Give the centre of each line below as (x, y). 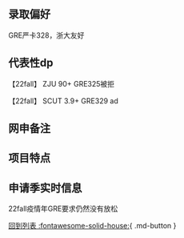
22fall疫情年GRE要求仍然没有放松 (63, 209)
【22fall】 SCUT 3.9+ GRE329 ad (63, 101)
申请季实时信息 (45, 188)
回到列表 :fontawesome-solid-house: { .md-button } (92, 226)
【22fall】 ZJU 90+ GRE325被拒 (61, 83)
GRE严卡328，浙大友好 (46, 35)
